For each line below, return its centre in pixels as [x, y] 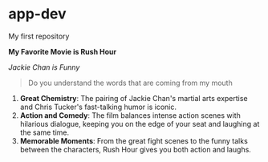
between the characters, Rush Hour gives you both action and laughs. [135, 149]
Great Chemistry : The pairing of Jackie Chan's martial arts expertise [134, 98]
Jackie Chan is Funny [44, 67]
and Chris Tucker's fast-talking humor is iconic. [98, 107]
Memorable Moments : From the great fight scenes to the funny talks [134, 140]
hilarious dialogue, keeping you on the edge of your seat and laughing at [140, 124]
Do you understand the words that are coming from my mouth [130, 83]
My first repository [39, 36]
